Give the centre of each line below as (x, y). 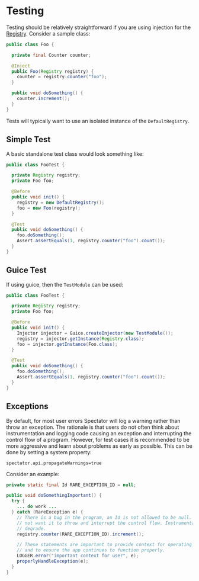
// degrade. (31, 528)
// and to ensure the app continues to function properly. (91, 550)
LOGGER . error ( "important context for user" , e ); (78, 556)
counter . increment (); (43, 99)
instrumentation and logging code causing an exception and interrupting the (99, 433)
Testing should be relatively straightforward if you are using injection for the (99, 27)
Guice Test (26, 270)
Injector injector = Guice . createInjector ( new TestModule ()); (95, 333)
